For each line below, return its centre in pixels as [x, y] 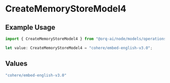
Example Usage [30, 27]
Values [16, 64]
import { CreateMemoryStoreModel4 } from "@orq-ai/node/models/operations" [87, 39]
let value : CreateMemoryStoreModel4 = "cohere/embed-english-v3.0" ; [79, 48]
